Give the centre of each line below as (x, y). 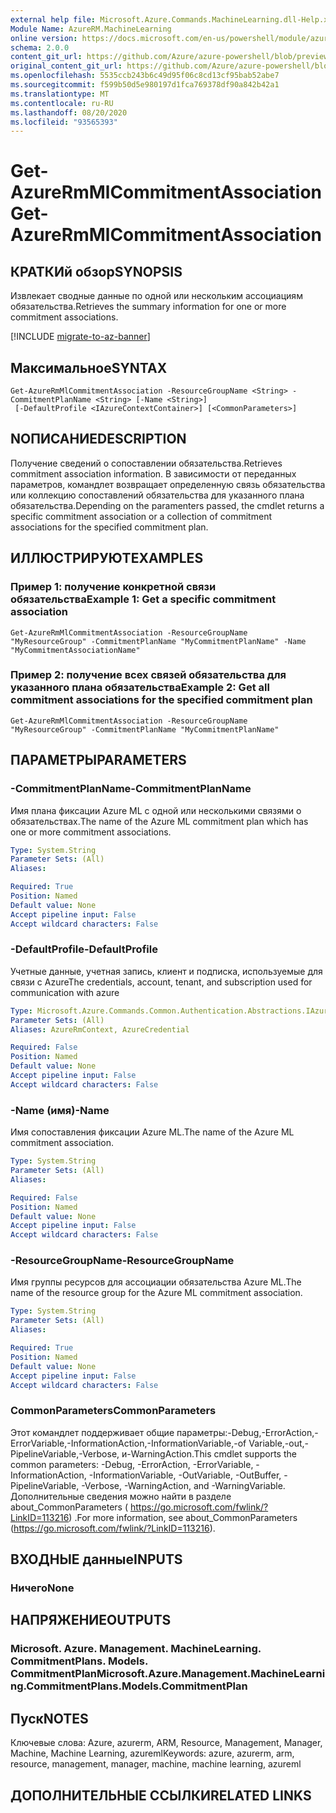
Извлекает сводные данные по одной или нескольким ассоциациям (156, 296)
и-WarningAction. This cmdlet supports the (209, 1453)
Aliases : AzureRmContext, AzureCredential (100, 1029)
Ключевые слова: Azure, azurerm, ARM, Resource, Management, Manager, (166, 1743)
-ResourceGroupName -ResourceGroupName (122, 1261)
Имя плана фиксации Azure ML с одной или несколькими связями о (156, 810)
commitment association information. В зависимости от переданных (153, 473)
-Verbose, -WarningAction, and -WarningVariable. (183, 1485)
